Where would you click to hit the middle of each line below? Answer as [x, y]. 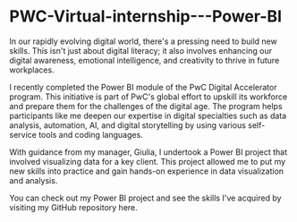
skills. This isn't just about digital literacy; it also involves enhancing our [141, 50]
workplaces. [32, 70]
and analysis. [34, 180]
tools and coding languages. [91, 134]
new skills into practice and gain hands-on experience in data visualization [147, 171]
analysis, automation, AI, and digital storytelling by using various [127, 125]
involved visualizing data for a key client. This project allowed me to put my [148, 161]
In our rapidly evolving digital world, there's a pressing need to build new [143, 41]
